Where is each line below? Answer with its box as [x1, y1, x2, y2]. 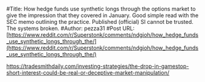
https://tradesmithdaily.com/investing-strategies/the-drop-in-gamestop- [6, 62, 189, 70]
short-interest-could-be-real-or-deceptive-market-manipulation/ [6, 69, 170, 76]
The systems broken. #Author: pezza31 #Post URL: [6, 24, 135, 32]
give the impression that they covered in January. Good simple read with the [6, 12, 199, 19]
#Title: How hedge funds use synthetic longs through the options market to [6, 6, 196, 12]
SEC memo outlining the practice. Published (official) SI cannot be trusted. [6, 18, 194, 25]
